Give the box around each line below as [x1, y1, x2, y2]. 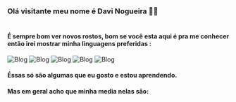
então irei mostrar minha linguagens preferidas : [7, 40, 151, 48]
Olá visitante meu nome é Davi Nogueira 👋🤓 [7, 6, 159, 16]
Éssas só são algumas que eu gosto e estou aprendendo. [7, 71, 178, 80]
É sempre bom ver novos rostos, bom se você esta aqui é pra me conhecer [7, 32, 230, 41]
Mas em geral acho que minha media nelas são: [7, 87, 149, 95]
